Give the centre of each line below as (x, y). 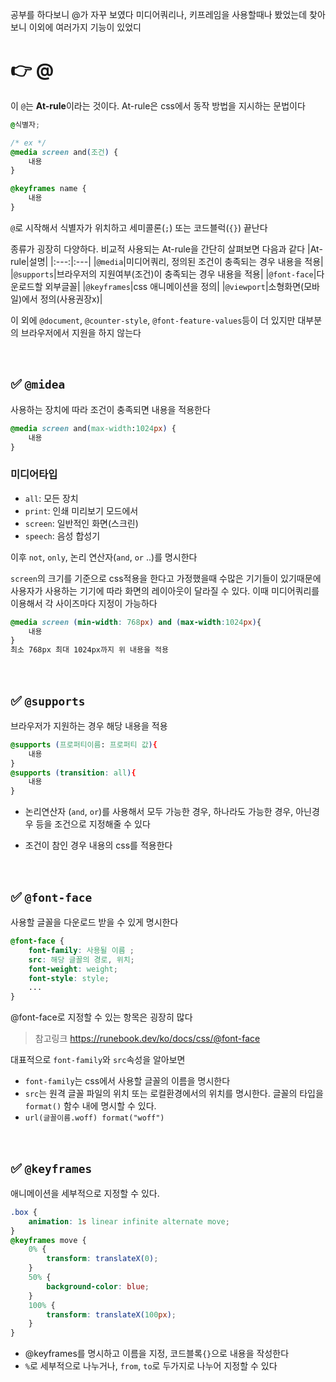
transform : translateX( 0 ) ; (102, 1259)
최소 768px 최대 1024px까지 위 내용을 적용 (89, 650)
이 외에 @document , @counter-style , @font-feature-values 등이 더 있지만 (153, 320)
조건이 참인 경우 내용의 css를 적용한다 (98, 845)
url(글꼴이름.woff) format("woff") (94, 1118)
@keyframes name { (48, 189)
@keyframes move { (48, 1240)
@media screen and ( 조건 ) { (64, 152)
